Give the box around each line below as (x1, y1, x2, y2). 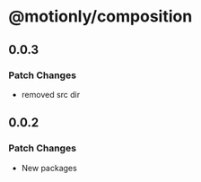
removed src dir (21, 89, 81, 100)
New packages (21, 162, 77, 173)
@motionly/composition (8, 6, 193, 27)
